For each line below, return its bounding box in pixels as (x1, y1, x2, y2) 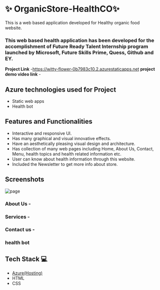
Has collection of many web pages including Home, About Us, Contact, (12, 145, 154, 151)
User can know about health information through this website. (12, 156, 135, 162)
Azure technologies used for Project (5, 85, 116, 94)
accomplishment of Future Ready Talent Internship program (5, 43, 148, 49)
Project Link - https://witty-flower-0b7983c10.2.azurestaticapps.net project (5, 66, 155, 72)
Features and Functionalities (5, 117, 93, 126)
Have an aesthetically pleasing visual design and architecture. (12, 141, 135, 146)
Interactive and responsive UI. (12, 130, 72, 136)
